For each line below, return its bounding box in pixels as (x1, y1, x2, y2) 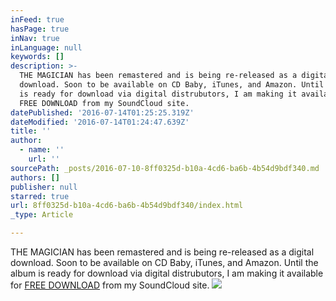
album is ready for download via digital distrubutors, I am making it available (10, 267, 324, 279)
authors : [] (10, 172, 60, 183)
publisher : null (10, 182, 78, 192)
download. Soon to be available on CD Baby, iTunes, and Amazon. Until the (10, 257, 319, 268)
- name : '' (19, 145, 65, 155)
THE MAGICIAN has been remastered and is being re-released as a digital (10, 246, 315, 258)
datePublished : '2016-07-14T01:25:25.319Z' (10, 107, 195, 118)
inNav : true (10, 33, 60, 43)
